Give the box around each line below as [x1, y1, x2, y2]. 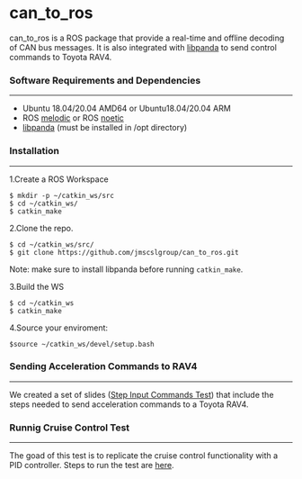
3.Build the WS [9, 281, 65, 292]
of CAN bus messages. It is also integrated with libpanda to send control [9, 41, 277, 52]
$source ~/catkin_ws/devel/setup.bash [9, 339, 155, 348]
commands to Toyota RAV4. [9, 51, 112, 62]
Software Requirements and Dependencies [9, 74, 201, 86]
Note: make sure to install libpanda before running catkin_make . [9, 264, 244, 275]
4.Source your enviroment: [9, 322, 109, 333]
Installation [9, 145, 60, 158]
